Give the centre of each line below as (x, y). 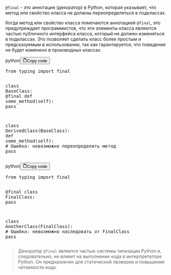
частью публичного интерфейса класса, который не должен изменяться (85, 34)
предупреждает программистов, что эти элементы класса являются (81, 28)
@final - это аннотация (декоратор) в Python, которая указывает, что (81, 7)
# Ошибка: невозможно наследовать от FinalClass (67, 231)
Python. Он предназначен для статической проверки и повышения (91, 262)
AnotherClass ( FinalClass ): (39, 226)
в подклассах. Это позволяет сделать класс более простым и (73, 39)
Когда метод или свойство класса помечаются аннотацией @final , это (83, 23)
